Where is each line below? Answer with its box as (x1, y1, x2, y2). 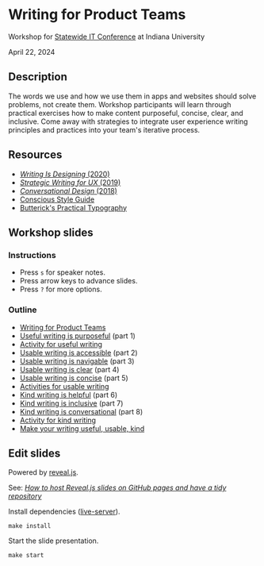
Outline (8, 304, 37, 315)
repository (8, 491, 42, 501)
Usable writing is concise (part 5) (19, 373, 128, 383)
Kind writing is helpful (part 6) (19, 390, 118, 399)
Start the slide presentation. (8, 536, 99, 545)
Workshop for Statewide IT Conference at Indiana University (8, 32, 205, 41)
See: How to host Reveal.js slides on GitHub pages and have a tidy (8, 483, 227, 493)
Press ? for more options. (19, 284, 102, 295)
